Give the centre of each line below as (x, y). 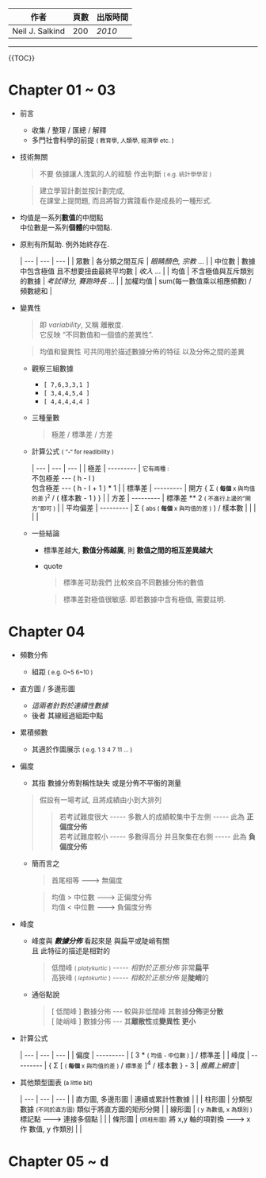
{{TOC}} (22, 58)
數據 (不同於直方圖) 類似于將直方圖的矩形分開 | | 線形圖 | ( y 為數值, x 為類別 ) (136, 1109)
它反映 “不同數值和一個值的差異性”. (96, 334)
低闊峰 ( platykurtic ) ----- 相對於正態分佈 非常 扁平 (130, 968)
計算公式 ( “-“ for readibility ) (73, 451)
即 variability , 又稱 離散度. (82, 324)
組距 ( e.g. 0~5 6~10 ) (62, 671)
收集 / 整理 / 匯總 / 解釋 (69, 129)
